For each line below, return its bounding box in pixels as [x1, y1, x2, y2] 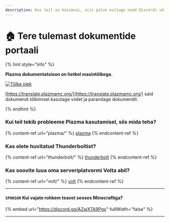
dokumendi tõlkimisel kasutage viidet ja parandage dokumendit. [5, 96, 139, 102]
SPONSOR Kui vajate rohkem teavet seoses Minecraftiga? [5, 195, 123, 201]
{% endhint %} [5, 106, 36, 112]
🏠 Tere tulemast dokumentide [5, 30, 136, 42]
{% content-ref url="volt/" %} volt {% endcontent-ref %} [5, 178, 124, 184]
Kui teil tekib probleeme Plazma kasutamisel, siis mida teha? [5, 119, 157, 126]
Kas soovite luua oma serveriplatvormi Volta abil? [5, 167, 130, 174]
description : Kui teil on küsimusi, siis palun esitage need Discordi [5, 7, 157, 13]
